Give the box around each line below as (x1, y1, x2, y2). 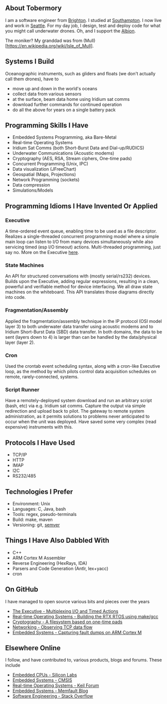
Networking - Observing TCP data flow (12, 624, 93, 630)
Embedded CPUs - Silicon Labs (12, 672, 77, 678)
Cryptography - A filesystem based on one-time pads (12, 619, 123, 625)
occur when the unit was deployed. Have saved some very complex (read (5, 419, 157, 425)
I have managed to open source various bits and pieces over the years (5, 598, 150, 604)
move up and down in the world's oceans (12, 85, 98, 91)
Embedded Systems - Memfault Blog (12, 688, 88, 694)
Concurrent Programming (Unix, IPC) (12, 161, 89, 167)
